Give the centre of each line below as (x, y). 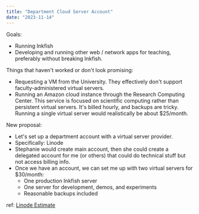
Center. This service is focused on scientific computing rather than (97, 100)
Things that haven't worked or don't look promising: (70, 70)
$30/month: (29, 174)
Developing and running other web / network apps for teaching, (93, 52)
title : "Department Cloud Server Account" (60, 12)
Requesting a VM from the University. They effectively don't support (99, 82)
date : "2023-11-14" (30, 17)
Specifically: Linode (39, 142)
